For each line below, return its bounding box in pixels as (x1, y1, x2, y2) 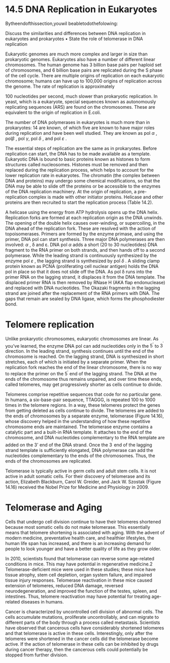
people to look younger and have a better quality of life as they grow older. (5, 546, 161, 552)
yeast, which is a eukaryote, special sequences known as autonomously (5, 98, 156, 105)
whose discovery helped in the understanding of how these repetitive (5, 418, 151, 425)
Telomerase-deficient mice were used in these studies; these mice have (5, 566, 156, 572)
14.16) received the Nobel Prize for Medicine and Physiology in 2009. (5, 484, 149, 490)
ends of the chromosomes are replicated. (5, 458, 92, 464)
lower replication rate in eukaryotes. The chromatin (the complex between (5, 172, 160, 178)
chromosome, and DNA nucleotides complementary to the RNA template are (5, 435, 165, 441)
